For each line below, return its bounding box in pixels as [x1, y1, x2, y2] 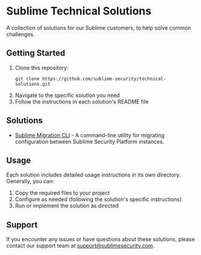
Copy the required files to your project [14, 189, 110, 197]
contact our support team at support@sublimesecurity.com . [6, 242, 155, 250]
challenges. [6, 30, 35, 37]
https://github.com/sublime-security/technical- [42, 75, 167, 82]
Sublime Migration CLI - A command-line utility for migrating [14, 131, 165, 139]
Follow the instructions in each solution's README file [14, 98, 149, 105]
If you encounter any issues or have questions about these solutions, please [6, 236, 195, 243]
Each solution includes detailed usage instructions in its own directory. [6, 171, 181, 178]
